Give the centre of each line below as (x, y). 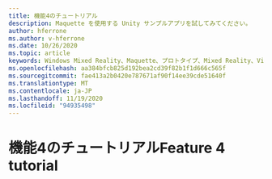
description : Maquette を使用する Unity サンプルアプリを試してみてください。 (130, 23)
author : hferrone (38, 31)
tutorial (33, 166)
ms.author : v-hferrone (47, 38)
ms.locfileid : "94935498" (52, 106)
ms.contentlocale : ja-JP (50, 91)
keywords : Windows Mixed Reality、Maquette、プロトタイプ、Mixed (115, 61)
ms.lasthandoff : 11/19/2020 (56, 98)
